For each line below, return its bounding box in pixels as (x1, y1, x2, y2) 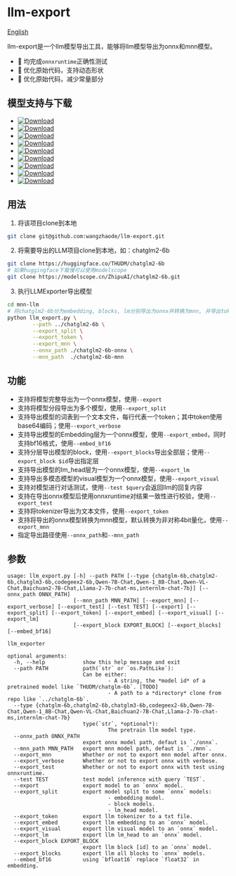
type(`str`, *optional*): (82, 720, 159, 727)
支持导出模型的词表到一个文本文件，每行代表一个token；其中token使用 (17, 412, 223, 421)
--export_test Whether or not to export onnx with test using (13, 763, 225, 770)
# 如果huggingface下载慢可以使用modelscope (7, 267, 127, 274)
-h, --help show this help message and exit (13, 658, 181, 666)
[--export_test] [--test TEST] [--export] (57, 603, 184, 610)
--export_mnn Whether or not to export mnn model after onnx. (13, 751, 228, 758)
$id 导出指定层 (58, 456, 100, 465)
